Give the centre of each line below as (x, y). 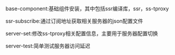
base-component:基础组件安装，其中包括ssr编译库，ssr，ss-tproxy (87, 8)
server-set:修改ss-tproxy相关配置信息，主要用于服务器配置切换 (82, 33)
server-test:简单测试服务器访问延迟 (48, 46)
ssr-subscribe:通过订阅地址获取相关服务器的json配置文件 (74, 21)
